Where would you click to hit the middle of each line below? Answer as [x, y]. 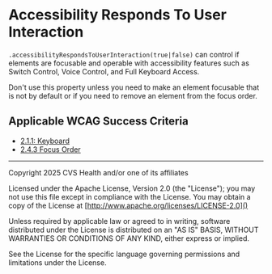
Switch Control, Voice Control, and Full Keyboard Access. [104, 71]
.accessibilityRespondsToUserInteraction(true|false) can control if [124, 54]
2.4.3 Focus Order [50, 149]
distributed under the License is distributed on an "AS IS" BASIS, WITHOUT [134, 230]
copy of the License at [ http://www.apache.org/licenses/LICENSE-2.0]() [128, 205]
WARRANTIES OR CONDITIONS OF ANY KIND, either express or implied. [129, 238]
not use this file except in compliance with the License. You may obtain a [130, 196]
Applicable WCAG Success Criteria [98, 122]
